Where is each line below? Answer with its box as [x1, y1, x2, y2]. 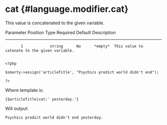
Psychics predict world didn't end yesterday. [5, 115, 103, 120]
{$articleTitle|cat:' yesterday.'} [5, 97, 79, 102]
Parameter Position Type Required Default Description [5, 29, 116, 35]
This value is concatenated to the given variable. [5, 20, 104, 26]
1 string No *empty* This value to [20, 44, 143, 49]
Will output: [5, 105, 29, 111]
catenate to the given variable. [5, 48, 75, 53]
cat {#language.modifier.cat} [5, 3, 129, 15]
